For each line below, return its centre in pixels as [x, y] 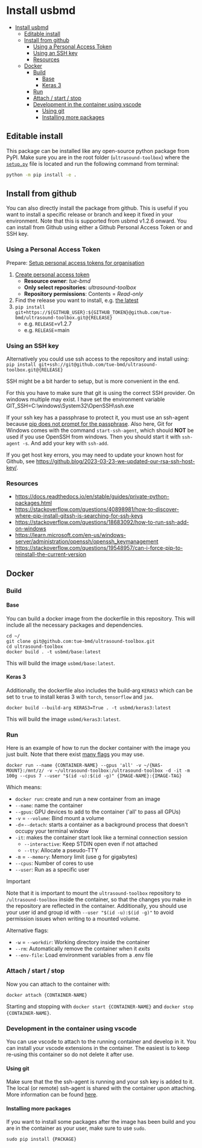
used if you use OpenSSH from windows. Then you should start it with [93, 437]
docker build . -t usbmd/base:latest [54, 652]
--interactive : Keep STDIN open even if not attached [91, 844]
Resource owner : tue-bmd [57, 281]
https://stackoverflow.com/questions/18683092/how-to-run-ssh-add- [102, 522]
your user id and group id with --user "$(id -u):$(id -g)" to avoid [90, 912]
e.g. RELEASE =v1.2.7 [48, 324]
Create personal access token [52, 274]
